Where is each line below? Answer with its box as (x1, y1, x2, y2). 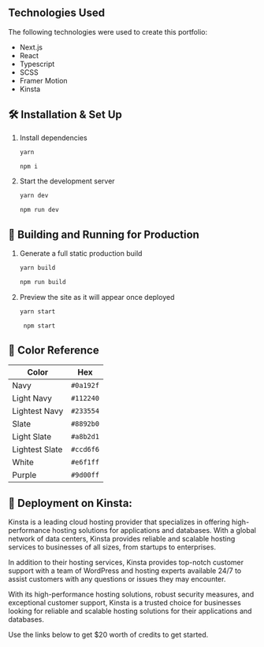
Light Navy (12, 393, 53, 404)
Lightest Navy (12, 405, 64, 416)
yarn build (19, 264, 56, 272)
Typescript (19, 59, 55, 68)
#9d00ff (70, 471, 100, 479)
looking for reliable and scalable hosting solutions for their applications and (8, 606, 252, 616)
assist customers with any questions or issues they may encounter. (8, 575, 226, 584)
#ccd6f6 (70, 445, 100, 454)
